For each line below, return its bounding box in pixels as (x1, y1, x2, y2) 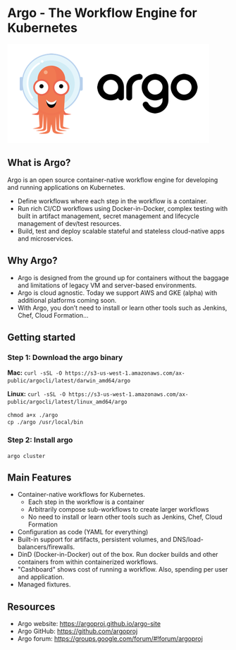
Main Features (7, 471, 72, 483)
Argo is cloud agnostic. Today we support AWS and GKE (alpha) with (17, 288, 218, 297)
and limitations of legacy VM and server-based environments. (17, 281, 197, 289)
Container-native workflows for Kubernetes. (17, 490, 146, 499)
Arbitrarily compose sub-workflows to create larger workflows (27, 505, 209, 514)
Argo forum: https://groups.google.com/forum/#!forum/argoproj (17, 634, 203, 643)
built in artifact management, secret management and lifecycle (17, 212, 199, 220)
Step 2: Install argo (7, 435, 73, 445)
